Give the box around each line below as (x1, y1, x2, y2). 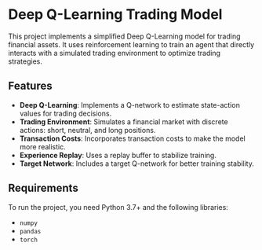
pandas (19, 227, 42, 235)
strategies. (8, 57, 43, 66)
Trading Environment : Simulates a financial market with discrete (19, 116, 229, 127)
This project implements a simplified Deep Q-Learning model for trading (8, 31, 241, 41)
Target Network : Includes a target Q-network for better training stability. (19, 159, 255, 168)
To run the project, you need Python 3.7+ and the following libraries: (8, 202, 229, 211)
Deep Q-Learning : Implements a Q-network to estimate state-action (19, 100, 241, 109)
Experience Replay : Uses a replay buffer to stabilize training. (19, 150, 217, 160)
